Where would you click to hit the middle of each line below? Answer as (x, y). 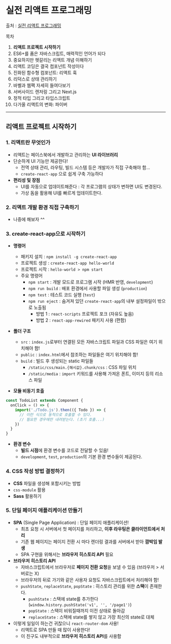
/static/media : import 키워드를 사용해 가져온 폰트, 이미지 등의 (91, 374)
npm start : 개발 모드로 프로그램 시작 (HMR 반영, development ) (91, 282)
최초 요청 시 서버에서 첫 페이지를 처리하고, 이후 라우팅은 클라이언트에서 (90, 529)
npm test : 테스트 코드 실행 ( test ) (62, 295)
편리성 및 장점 (26, 180)
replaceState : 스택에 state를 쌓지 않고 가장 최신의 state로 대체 (91, 617)
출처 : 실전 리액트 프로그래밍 (33, 25)
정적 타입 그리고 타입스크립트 (42, 98)
